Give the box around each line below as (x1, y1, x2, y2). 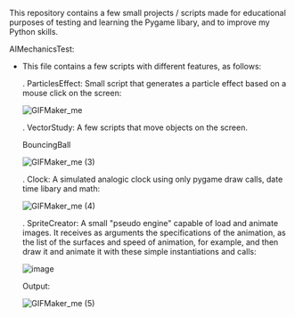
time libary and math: (21, 183, 101, 194)
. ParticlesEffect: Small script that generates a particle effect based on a (21, 78, 287, 88)
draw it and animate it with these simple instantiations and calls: (21, 247, 257, 256)
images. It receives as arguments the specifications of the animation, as (21, 227, 287, 238)
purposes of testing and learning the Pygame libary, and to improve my (9, 17, 270, 28)
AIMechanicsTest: (9, 44, 75, 54)
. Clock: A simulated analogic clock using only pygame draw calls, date (21, 174, 283, 184)
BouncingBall (21, 140, 71, 150)
